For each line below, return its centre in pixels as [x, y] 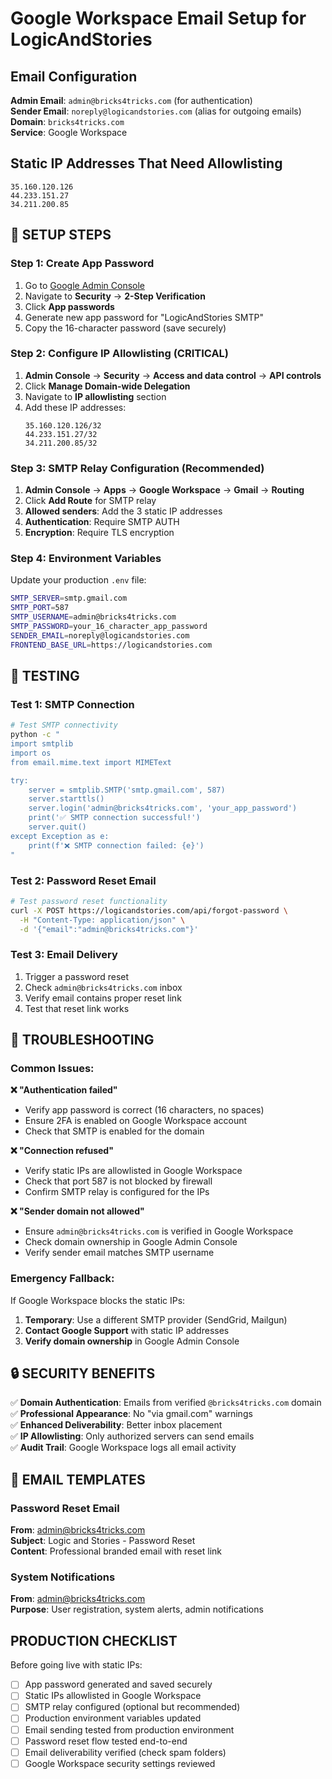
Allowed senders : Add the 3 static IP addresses [123, 511]
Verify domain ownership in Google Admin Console [132, 1341]
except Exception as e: [60, 836]
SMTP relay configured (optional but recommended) [132, 1707]
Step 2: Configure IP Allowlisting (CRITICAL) [120, 354]
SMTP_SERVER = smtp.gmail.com [69, 598]
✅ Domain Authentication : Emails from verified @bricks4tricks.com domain [166, 1403]
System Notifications [63, 1577]
